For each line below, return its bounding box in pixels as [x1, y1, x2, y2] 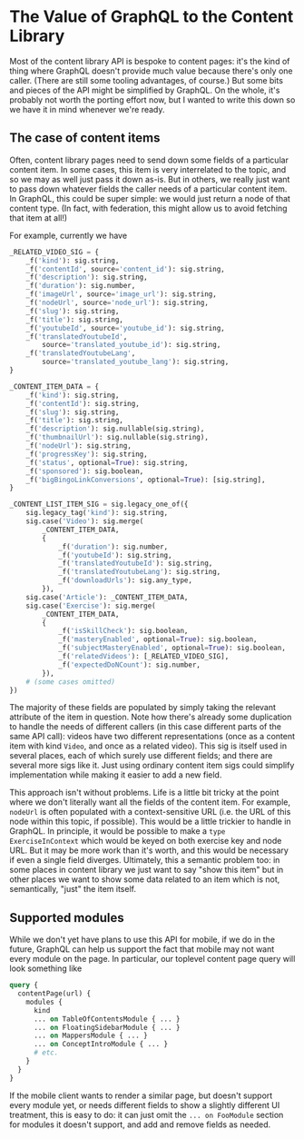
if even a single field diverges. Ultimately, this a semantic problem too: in [9, 855, 280, 866]
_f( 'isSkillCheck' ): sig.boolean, [57, 627, 189, 636]
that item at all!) [9, 212, 68, 223]
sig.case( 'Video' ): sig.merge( [25, 517, 144, 526]
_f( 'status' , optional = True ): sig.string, [25, 458, 189, 467]
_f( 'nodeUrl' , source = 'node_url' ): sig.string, [25, 298, 209, 307]
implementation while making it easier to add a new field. [9, 769, 222, 780]
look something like [9, 963, 83, 974]
